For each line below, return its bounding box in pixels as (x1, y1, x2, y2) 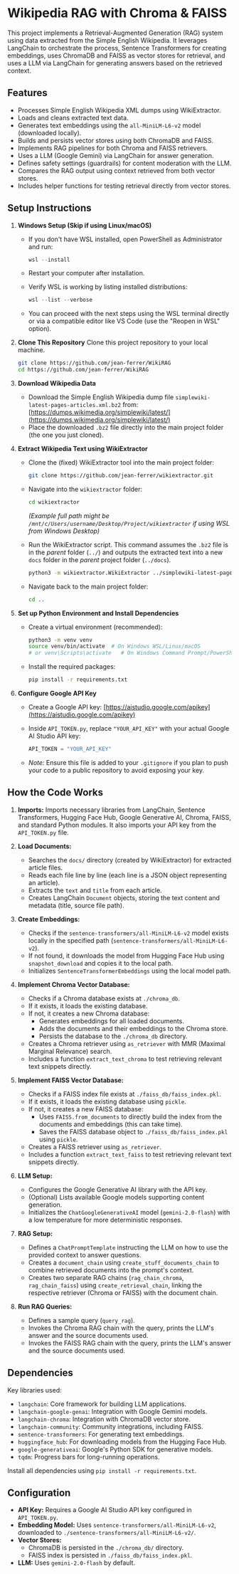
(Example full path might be (28, 511, 110, 520)
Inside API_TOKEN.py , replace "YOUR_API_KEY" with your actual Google (28, 724, 230, 733)
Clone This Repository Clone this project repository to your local (17, 338, 208, 347)
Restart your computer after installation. (28, 269, 145, 278)
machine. (17, 346, 46, 354)
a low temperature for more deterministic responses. (28, 1215, 183, 1224)
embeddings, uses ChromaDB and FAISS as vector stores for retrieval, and (7, 51, 225, 60)
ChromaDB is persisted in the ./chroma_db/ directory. (28, 1543, 184, 1552)
